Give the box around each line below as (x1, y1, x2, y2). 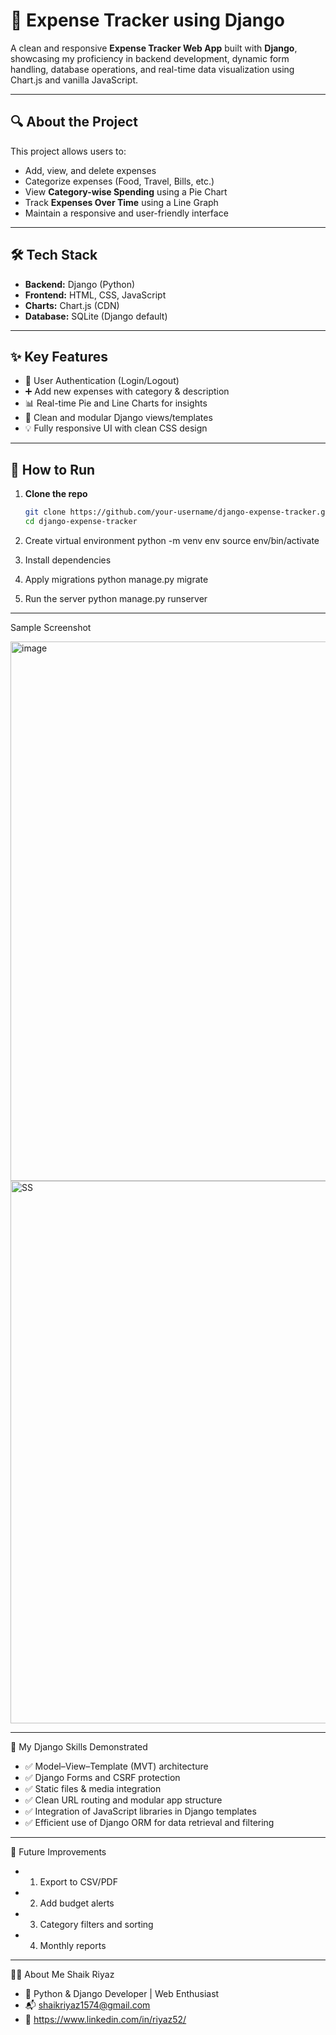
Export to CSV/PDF (39, 1875, 118, 1888)
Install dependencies (24, 554, 112, 566)
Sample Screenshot (10, 621, 92, 633)
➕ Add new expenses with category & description (24, 385, 230, 398)
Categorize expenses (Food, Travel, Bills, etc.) (24, 175, 215, 187)
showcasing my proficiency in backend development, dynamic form (10, 52, 290, 64)
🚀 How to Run (10, 461, 96, 478)
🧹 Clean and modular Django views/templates (24, 412, 213, 424)
